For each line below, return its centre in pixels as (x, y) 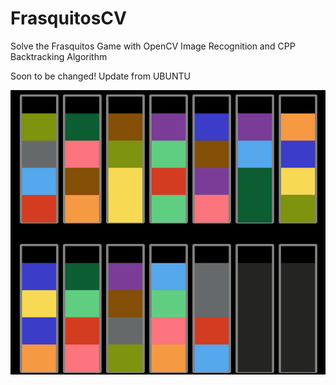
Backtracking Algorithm (59, 56)
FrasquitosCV (68, 18)
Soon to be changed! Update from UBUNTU (100, 76)
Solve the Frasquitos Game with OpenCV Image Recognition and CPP (153, 46)
